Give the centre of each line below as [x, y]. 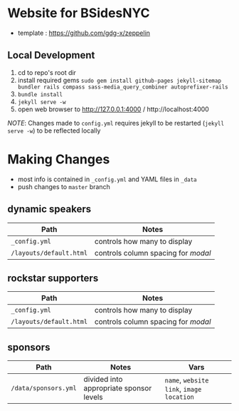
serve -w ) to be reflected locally [54, 131]
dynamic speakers [49, 209]
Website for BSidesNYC [79, 13]
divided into [103, 380]
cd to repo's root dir [47, 72]
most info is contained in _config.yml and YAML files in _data [107, 179]
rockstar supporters [53, 278]
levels [93, 397]
